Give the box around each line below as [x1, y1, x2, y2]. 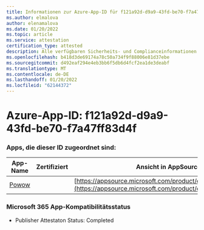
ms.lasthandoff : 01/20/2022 [6, 77, 78, 83]
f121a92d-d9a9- [84, 109, 169, 122]
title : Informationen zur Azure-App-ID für [6, 9, 118, 15]
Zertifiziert [36, 162, 69, 171]
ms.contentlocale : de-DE [6, 71, 69, 77]
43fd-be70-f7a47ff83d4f [6, 122, 137, 136]
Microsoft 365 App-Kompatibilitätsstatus [6, 203, 131, 211]
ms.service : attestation [6, 37, 69, 43]
